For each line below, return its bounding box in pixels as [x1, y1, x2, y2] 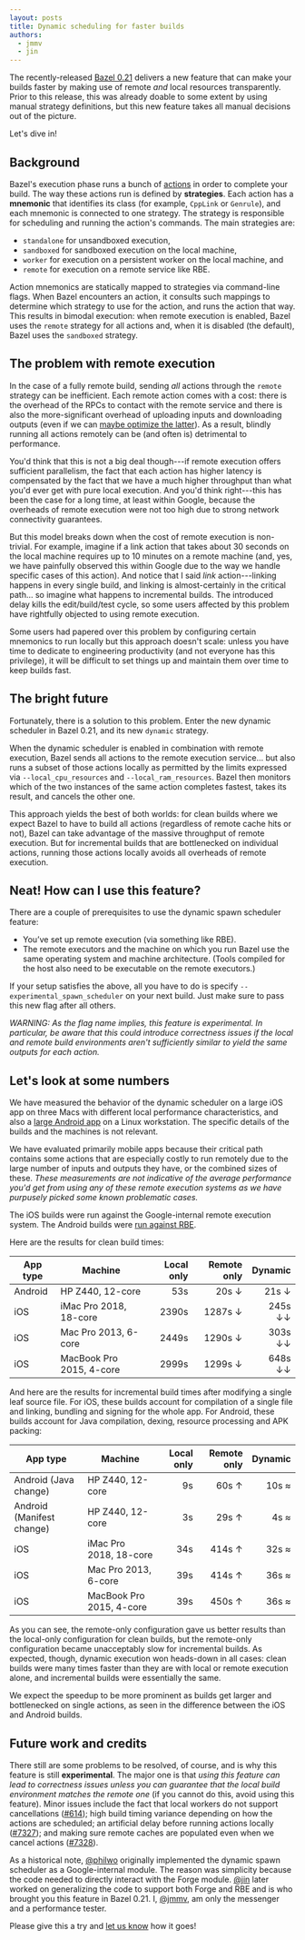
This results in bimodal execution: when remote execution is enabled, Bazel [9, 310, 290, 321]
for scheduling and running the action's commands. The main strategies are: [9, 217, 295, 228]
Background [9, 154, 80, 170]
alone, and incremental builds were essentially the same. [9, 1673, 221, 1684]
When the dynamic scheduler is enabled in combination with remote [9, 742, 264, 753]
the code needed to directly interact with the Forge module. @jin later [9, 1874, 270, 1885]
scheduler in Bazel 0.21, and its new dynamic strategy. [9, 724, 209, 736]
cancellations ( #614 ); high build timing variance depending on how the [9, 1808, 273, 1818]
